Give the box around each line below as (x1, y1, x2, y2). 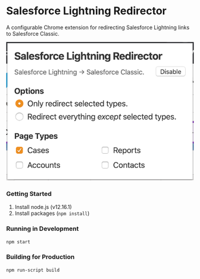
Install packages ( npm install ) (14, 210, 90, 217)
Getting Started (6, 190, 52, 198)
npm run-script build (6, 267, 60, 274)
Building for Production (6, 252, 75, 261)
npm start (6, 239, 31, 245)
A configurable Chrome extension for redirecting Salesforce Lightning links (6, 24, 190, 31)
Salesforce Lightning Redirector (6, 4, 167, 18)
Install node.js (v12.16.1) (14, 203, 73, 210)
